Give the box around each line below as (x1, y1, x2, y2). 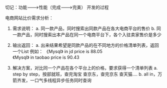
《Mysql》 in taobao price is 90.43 (12, 54, 79, 60)
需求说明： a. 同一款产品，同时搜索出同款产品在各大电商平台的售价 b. (12, 25, 156, 31)
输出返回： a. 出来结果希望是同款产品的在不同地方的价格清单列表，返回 (12, 42, 159, 48)
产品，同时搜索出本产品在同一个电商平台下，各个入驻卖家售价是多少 (21, 32, 161, 37)
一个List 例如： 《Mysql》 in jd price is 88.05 (12, 49, 102, 54)
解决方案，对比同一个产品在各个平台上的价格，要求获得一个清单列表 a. (12, 65, 158, 71)
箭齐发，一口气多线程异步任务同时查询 (12, 78, 91, 83)
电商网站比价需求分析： (5, 15, 53, 21)
